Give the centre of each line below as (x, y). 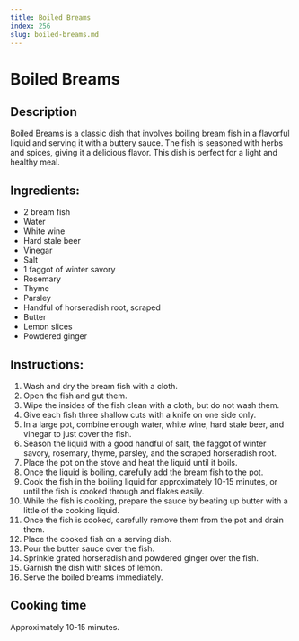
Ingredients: (45, 190)
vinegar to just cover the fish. (77, 434)
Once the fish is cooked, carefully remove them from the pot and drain (153, 520)
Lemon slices (48, 327)
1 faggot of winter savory (69, 270)
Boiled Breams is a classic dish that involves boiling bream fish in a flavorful (150, 134)
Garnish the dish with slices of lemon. (92, 568)
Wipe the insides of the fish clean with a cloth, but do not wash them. (151, 405)
